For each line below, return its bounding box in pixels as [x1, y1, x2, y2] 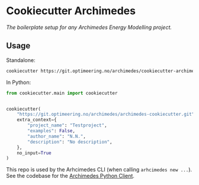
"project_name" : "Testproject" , [27, 122, 108, 128]
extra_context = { [17, 117, 57, 123]
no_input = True [17, 150, 52, 156]
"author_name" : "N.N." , [27, 133, 86, 139]
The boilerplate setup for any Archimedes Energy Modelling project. [6, 24, 172, 31]
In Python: [6, 79, 31, 86]
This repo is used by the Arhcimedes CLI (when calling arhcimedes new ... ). [6, 166, 192, 173]
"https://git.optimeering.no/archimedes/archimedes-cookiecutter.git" [17, 111, 195, 118]
